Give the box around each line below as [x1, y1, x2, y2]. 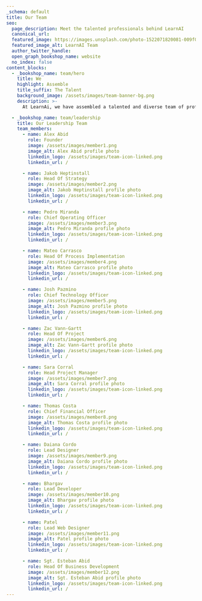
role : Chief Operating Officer [28, 215, 106, 221]
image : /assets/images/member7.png [28, 375, 117, 382]
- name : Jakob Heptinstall [22, 170, 90, 176]
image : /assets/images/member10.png [28, 492, 120, 498]
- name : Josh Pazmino [22, 287, 77, 293]
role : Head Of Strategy [28, 175, 87, 182]
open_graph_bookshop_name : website [11, 53, 101, 59]
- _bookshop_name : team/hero [11, 70, 85, 76]
